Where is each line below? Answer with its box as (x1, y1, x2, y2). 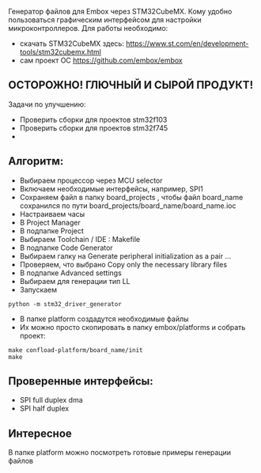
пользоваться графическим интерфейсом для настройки (8, 15, 202, 25)
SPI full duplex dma (19, 395, 83, 405)
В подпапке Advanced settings (19, 268, 123, 278)
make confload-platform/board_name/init (8, 346, 144, 354)
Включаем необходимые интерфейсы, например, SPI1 (19, 184, 203, 193)
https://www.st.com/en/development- (126, 39, 249, 48)
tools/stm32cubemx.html (19, 47, 101, 56)
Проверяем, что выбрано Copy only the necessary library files (19, 259, 228, 269)
